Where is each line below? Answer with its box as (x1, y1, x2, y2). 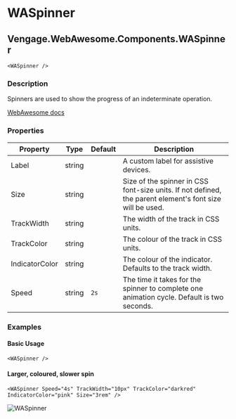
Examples (7, 322, 42, 332)
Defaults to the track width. (122, 263, 212, 273)
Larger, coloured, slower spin (7, 370, 95, 378)
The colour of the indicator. (122, 254, 213, 264)
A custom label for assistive (122, 156, 214, 166)
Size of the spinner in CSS (122, 176, 209, 186)
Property (19, 144, 50, 154)
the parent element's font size (122, 193, 221, 203)
